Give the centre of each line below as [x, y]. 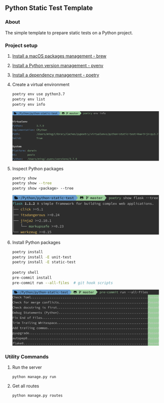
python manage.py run [34, 377]
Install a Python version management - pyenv [58, 65]
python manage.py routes [37, 396]
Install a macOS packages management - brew [59, 56]
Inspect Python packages [38, 168]
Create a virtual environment [41, 84]
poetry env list [29, 99]
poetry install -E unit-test [42, 257]
